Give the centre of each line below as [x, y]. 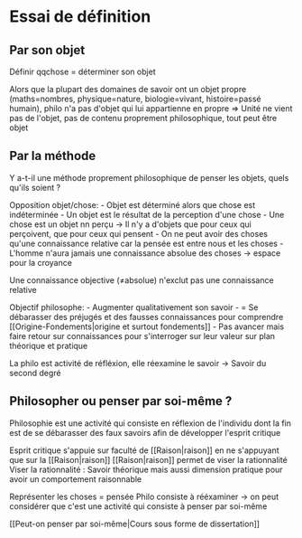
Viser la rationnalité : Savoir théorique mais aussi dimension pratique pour [146, 469]
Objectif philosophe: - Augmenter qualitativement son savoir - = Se [134, 307]
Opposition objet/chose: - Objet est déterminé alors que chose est [133, 204]
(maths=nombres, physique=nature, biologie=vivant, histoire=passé [135, 99]
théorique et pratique [49, 345]
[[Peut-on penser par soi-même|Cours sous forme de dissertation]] [134, 524]
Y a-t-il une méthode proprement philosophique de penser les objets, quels [149, 177]
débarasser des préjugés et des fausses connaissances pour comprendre [146, 316]
